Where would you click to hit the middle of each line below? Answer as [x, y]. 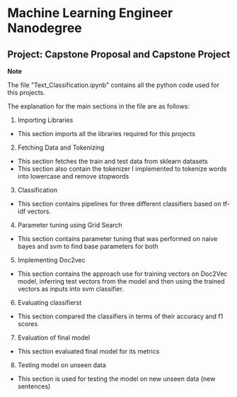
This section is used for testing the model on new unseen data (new [116, 379]
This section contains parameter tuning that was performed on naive [117, 239]
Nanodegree [45, 28]
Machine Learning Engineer [90, 13]
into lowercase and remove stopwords [73, 176]
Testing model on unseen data [62, 365]
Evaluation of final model [54, 337]
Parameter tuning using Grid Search [70, 225]
